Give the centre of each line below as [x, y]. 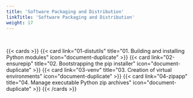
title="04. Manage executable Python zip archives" [69, 83]
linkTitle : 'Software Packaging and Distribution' [71, 17]
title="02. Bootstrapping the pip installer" [85, 64]
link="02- [163, 58]
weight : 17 [20, 23]
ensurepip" [20, 64]
